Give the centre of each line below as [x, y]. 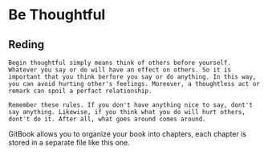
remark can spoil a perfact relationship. [80, 91]
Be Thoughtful [57, 15]
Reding [26, 45]
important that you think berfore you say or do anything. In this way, [132, 77]
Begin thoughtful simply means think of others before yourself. [120, 63]
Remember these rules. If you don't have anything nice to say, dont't [130, 105]
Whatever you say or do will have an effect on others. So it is [120, 70]
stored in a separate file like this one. [69, 143]
